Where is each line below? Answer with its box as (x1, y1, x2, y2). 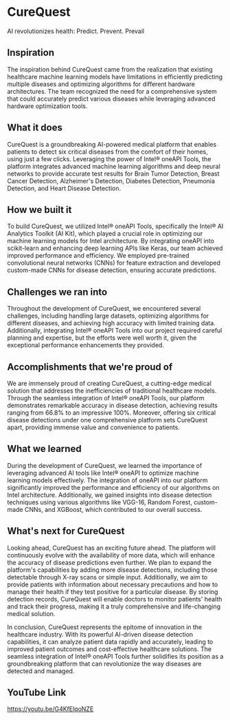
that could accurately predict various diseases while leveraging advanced (7, 94, 216, 103)
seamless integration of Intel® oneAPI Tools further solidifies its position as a (7, 652, 224, 660)
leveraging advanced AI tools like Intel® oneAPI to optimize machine (7, 469, 199, 477)
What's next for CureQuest (7, 525, 125, 537)
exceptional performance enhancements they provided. (7, 341, 165, 349)
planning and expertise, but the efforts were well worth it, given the (7, 333, 197, 342)
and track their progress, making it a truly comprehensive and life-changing (7, 602, 221, 610)
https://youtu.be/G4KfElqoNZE (7, 705, 94, 713)
